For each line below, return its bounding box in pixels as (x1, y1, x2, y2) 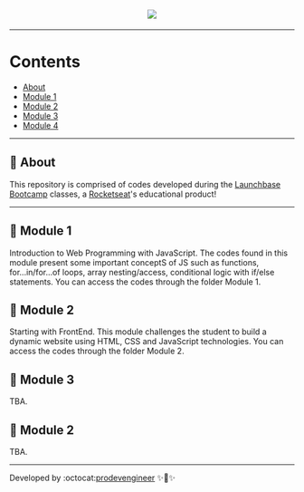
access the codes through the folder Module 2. (9, 345, 185, 357)
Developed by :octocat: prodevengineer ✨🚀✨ (9, 472, 176, 483)
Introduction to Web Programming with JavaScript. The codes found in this (9, 247, 288, 258)
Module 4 (22, 120, 59, 130)
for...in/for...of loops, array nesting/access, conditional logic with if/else (9, 266, 275, 277)
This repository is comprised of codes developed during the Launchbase (9, 178, 281, 189)
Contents (9, 52, 81, 72)
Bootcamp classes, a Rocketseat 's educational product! (9, 188, 217, 199)
